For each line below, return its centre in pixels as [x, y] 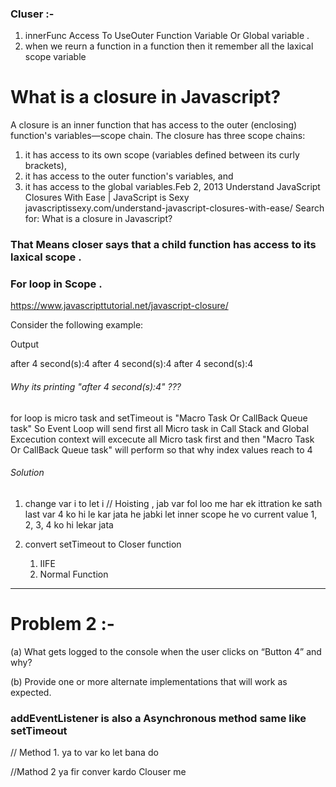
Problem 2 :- [62, 624]
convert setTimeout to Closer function [103, 544]
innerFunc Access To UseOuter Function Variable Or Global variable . [167, 36]
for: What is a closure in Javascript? [98, 219]
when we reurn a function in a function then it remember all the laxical [169, 46]
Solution [27, 473]
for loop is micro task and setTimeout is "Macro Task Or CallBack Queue [159, 418]
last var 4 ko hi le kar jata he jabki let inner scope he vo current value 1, [171, 514]
